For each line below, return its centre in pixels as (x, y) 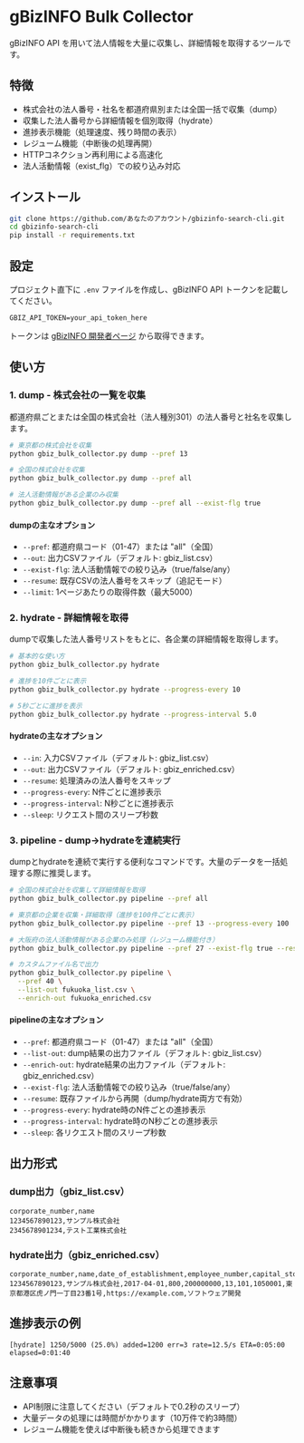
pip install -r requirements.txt (72, 236)
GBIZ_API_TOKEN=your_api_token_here (78, 318)
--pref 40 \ (40, 982)
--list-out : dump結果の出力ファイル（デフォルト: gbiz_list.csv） (144, 1053)
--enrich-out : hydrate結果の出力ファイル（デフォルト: (124, 1065)
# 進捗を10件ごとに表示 (48, 682)
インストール (45, 197)
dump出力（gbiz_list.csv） (70, 1192)
